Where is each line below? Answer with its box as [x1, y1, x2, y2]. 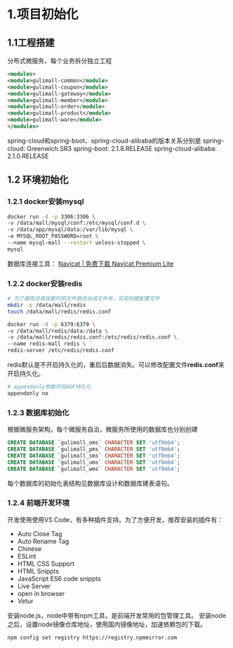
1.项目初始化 [7, 6, 79, 22]
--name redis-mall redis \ [7, 340, 86, 348]
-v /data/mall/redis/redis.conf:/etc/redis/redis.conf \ [7, 334, 178, 341]
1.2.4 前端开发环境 [7, 498, 70, 508]
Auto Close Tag [17, 529, 62, 538]
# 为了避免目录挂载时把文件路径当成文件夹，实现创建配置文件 [7, 295, 160, 302]
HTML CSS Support [17, 559, 75, 568]
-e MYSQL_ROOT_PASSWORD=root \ [7, 233, 99, 240]
